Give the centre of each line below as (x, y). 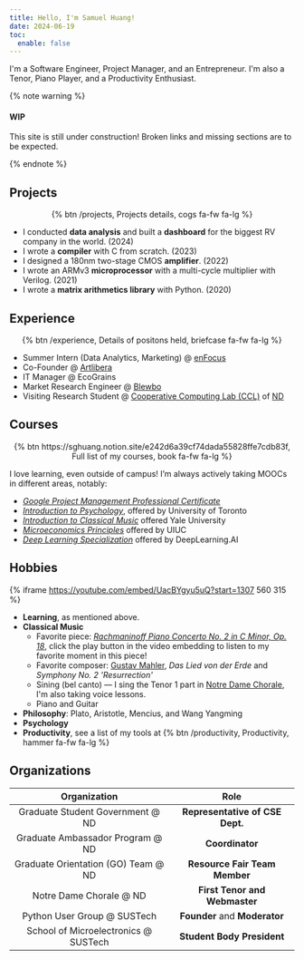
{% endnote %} (38, 164)
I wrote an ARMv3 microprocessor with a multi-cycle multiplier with (149, 271)
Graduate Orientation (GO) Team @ (90, 864)
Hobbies (34, 568)
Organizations (50, 771)
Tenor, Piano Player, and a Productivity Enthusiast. (103, 79)
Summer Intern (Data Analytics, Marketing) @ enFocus (124, 358)
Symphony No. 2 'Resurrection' (95, 674)
